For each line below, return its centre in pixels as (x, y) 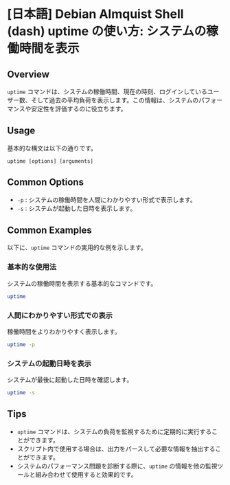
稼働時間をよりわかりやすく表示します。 (64, 331)
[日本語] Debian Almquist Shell (95, 14)
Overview (28, 74)
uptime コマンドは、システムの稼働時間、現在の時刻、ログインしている (107, 91)
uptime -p (21, 344)
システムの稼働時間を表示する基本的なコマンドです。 (82, 283)
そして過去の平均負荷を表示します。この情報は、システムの (115, 100)
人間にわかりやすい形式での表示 (60, 315)
